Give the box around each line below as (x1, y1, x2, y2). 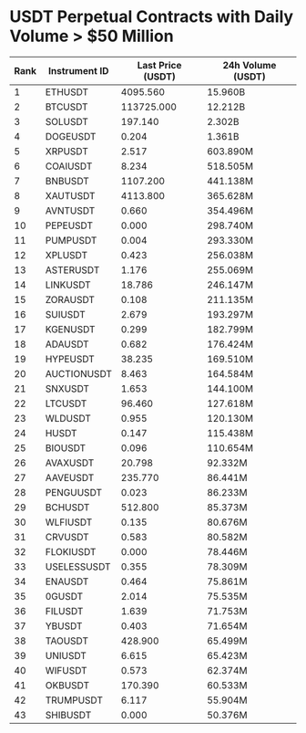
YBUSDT (45, 619, 83, 632)
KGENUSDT (45, 322, 96, 335)
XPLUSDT (45, 248, 88, 261)
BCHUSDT (45, 500, 90, 513)
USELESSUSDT (45, 560, 111, 572)
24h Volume (222, 58, 277, 71)
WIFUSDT (45, 664, 88, 676)
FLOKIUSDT (45, 545, 97, 558)
